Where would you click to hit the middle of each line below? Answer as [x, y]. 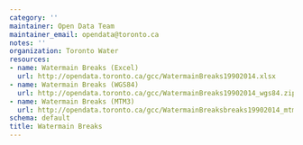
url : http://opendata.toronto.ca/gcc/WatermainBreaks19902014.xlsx [147, 77]
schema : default [40, 118]
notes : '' [28, 43]
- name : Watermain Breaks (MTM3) [72, 101]
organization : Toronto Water [64, 51]
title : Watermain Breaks [56, 127]
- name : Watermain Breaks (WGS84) [74, 85]
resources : [30, 59]
